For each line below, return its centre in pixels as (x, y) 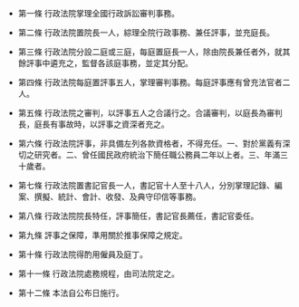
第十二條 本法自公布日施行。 (71, 293)
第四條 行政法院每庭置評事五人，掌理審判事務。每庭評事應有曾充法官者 (150, 82)
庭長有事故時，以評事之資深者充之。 (101, 124)
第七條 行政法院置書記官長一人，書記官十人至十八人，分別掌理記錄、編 (150, 185)
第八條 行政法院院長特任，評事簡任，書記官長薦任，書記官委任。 (138, 216)
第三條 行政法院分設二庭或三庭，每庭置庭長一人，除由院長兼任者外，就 (150, 52)
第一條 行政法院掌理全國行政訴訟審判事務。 (98, 13)
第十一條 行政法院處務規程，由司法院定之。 (98, 273)
